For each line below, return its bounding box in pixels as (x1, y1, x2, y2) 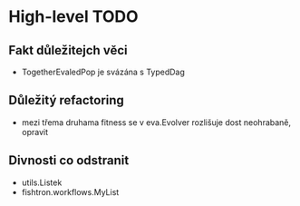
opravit (21, 126, 49, 137)
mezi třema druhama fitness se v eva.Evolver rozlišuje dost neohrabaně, (21, 116, 292, 128)
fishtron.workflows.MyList (21, 186, 120, 197)
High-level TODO (8, 6, 139, 27)
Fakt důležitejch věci (8, 43, 128, 58)
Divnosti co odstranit (8, 152, 130, 169)
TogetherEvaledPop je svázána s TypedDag (21, 66, 185, 77)
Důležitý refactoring (8, 93, 124, 108)
